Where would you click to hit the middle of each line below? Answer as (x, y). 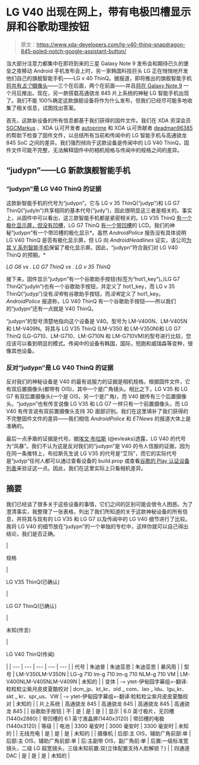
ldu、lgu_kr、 (171, 689)
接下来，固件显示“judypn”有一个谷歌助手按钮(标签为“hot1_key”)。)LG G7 (93, 279)
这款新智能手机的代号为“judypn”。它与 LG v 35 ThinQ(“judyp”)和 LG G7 (93, 203)
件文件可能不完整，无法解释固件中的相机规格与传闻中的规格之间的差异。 (94, 150)
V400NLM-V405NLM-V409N (42, 681)
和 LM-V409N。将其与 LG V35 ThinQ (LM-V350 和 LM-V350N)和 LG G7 (93, 328)
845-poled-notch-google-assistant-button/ (73, 51)
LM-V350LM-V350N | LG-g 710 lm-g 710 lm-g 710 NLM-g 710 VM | (97, 674)
